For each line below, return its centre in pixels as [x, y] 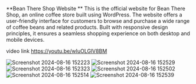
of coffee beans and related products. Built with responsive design [87, 27]
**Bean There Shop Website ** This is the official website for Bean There [96, 9]
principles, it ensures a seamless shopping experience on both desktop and [98, 33]
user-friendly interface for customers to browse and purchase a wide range [98, 21]
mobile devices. [25, 40]
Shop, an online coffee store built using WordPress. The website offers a [94, 15]
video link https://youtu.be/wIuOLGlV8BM [57, 51]
